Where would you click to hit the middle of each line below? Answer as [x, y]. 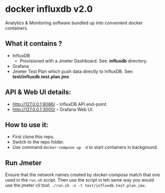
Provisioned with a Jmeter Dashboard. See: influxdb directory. [83, 61]
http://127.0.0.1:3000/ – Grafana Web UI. [53, 109]
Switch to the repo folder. [38, 142]
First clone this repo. [33, 137]
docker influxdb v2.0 [49, 9]
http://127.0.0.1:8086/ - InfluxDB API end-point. [60, 104]
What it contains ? [34, 44]
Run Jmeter [24, 163]
